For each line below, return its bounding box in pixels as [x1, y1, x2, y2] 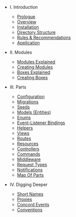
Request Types [17, 162, 47, 167]
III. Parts [9, 84, 27, 90]
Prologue [17, 14, 36, 19]
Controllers [17, 146, 40, 152]
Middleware [17, 156, 41, 162]
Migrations [17, 99, 39, 105]
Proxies [17, 196, 33, 202]
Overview [17, 19, 37, 25]
